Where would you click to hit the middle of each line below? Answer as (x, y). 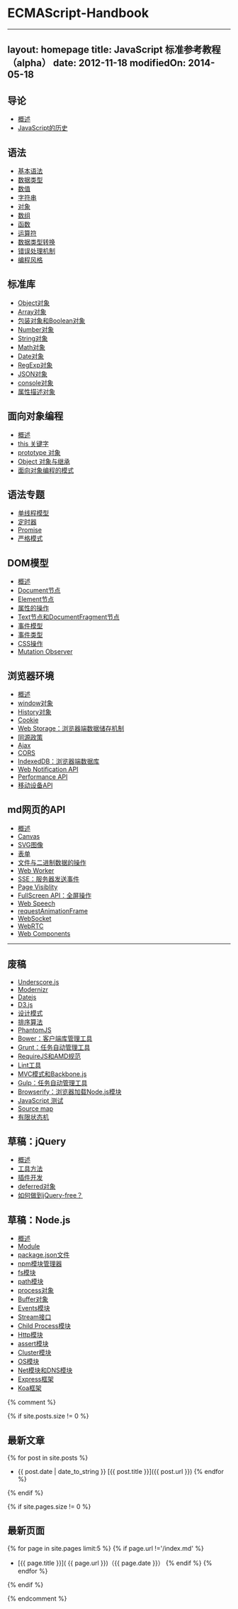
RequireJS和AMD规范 (49, 1056)
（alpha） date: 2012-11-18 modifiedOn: (97, 63)
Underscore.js (38, 981)
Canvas (29, 836)
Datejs (27, 997)
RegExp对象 (35, 365)
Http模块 (30, 1335)
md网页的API (36, 810)
